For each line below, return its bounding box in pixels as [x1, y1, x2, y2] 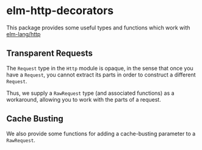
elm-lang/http [6, 30, 41, 37]
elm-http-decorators [6, 4, 114, 18]
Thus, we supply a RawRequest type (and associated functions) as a [6, 89, 175, 97]
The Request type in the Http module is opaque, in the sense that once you [6, 64, 193, 72]
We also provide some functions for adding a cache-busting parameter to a [6, 130, 196, 137]
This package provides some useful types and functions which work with [6, 24, 190, 31]
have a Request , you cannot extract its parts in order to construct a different [6, 71, 197, 78]
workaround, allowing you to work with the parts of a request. [6, 96, 162, 103]
